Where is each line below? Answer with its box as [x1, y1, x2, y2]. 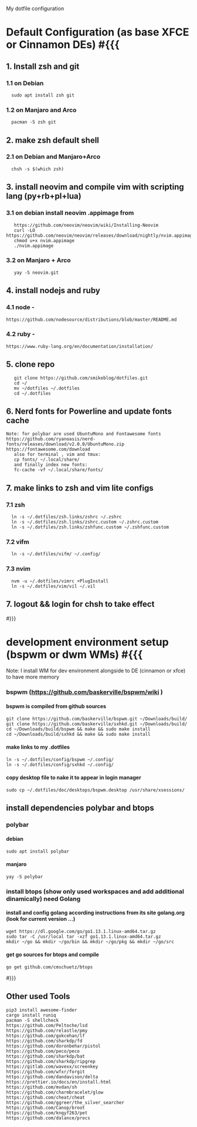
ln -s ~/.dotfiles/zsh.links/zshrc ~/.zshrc [11, 514, 122, 520]
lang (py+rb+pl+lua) [6, 191, 81, 202]
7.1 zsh [6, 501, 25, 509]
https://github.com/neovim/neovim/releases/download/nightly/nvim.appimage [6, 232, 195, 239]
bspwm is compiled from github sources [6, 703, 107, 710]
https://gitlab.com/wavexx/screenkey [6, 1064, 98, 1069]
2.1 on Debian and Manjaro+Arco [6, 153, 101, 161]
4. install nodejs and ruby [6, 286, 101, 296]
